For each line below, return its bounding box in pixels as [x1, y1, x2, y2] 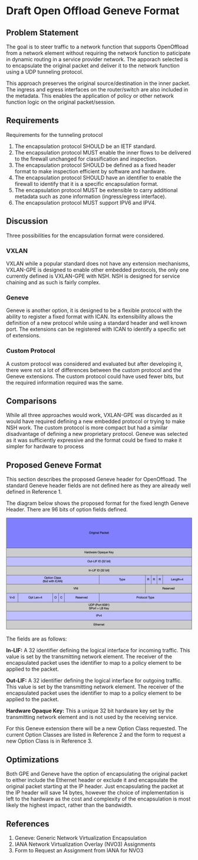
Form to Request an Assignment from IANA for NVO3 [14, 846, 144, 854]
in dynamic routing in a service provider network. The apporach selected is [6, 56, 189, 63]
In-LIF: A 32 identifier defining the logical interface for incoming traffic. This [6, 647, 190, 654]
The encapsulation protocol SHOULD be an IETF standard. [14, 143, 157, 150]
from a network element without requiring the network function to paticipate [6, 50, 191, 57]
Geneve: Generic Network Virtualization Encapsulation [14, 834, 147, 841]
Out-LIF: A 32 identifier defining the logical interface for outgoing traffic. [6, 677, 182, 684]
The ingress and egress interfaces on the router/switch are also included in [6, 86, 189, 93]
